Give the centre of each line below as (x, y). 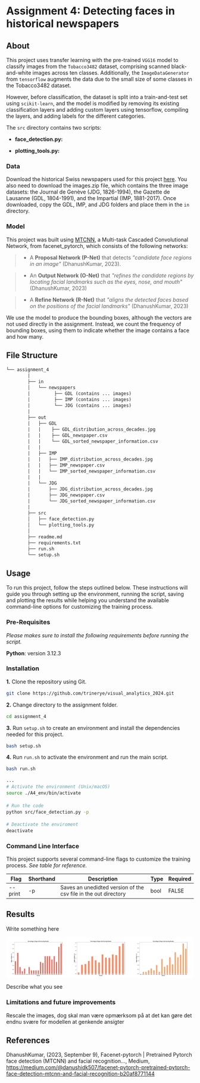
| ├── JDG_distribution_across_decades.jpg (90, 489)
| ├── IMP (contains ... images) (80, 400)
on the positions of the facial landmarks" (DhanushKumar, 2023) (109, 306)
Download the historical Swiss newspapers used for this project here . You (97, 179)
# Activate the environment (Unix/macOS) (58, 787)
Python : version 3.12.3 (34, 653)
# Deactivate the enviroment (42, 825)
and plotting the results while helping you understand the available (88, 600)
